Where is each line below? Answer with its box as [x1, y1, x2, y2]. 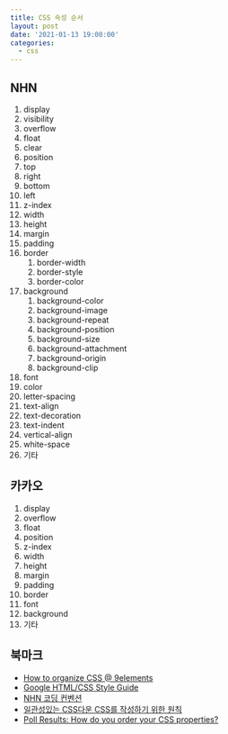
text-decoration [22, 410, 82, 421]
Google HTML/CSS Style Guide [22, 682, 139, 693]
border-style [36, 267, 83, 277]
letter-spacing [22, 391, 75, 402]
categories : [10, 38, 55, 48]
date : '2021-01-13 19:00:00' [10, 30, 119, 39]
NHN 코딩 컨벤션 [22, 693, 83, 703]
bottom [22, 180, 50, 191]
